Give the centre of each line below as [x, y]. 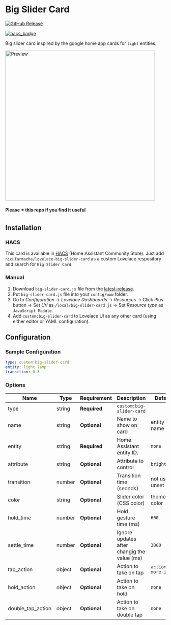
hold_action [22, 587]
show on [127, 425]
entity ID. [127, 453]
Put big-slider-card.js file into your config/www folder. [70, 294]
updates [126, 539]
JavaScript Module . [33, 310]
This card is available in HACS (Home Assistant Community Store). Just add [85, 253]
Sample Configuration [33, 352]
